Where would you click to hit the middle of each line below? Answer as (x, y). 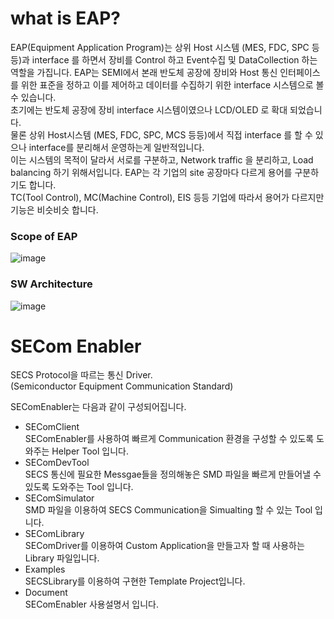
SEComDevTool (57, 463)
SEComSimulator (59, 498)
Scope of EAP (44, 236)
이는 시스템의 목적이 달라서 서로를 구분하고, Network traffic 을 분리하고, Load (162, 159)
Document (46, 593)
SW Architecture (51, 284)
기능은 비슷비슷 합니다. (54, 209)
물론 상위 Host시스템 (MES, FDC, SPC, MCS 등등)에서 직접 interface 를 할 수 (161, 134)
